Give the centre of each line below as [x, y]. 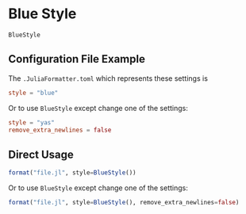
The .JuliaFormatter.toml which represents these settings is [108, 78]
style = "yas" [32, 122]
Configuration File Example [77, 59]
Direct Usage [41, 154]
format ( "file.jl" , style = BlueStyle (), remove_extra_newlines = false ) [124, 203]
